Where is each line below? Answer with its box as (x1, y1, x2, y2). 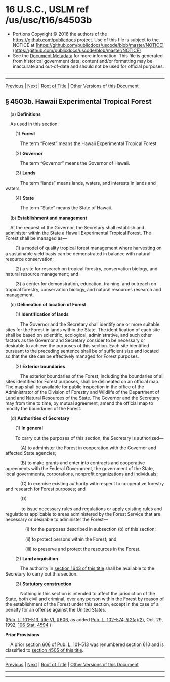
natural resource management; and (5, 271, 78, 277)
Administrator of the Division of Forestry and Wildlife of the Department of (5, 389, 159, 395)
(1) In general (15, 425, 43, 431)
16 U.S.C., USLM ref (5, 4, 89, 15)
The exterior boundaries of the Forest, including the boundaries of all (20, 373, 164, 379)
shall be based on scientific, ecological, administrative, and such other (5, 332, 152, 338)
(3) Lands (15, 170, 36, 176)
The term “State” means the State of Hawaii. (20, 204, 112, 211)
